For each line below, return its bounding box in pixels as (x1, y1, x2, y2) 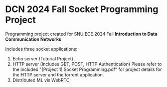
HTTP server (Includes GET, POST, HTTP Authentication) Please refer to (12, 61, 162, 67)
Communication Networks (5, 36, 62, 42)
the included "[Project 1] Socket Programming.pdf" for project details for (12, 66, 162, 72)
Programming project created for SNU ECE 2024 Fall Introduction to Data (5, 31, 158, 37)
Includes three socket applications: (5, 46, 78, 52)
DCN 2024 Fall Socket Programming (5, 4, 159, 15)
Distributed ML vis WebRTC (12, 77, 70, 83)
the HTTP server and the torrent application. (12, 71, 104, 77)
